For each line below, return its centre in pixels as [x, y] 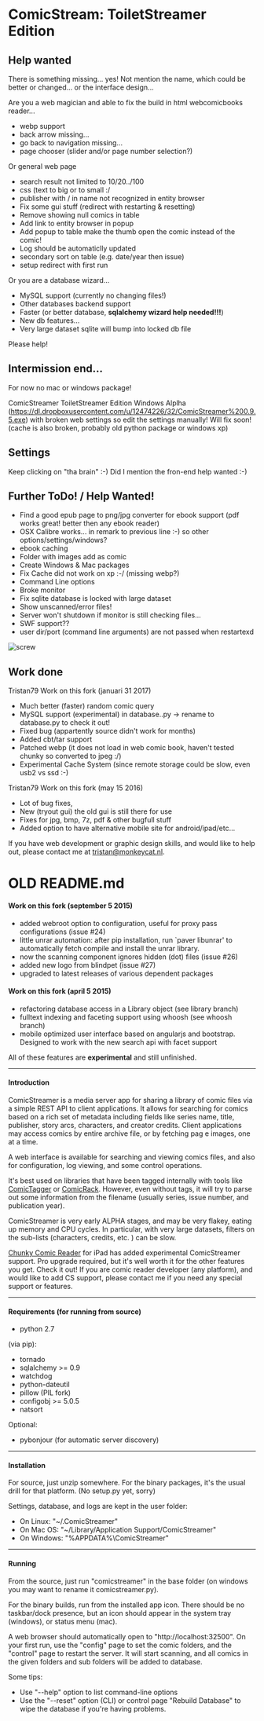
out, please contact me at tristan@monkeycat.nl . [86, 852]
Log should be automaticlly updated [77, 248]
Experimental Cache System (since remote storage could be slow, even [135, 764]
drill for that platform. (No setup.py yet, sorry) [82, 1491]
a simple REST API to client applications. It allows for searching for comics [128, 1108]
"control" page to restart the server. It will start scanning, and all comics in [128, 1653]
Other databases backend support [75, 304]
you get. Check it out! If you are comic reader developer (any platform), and [130, 1269]
